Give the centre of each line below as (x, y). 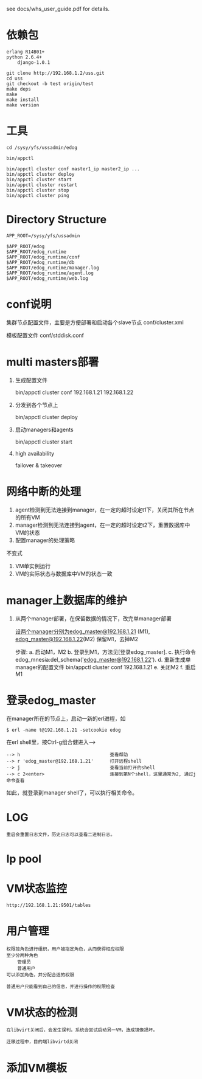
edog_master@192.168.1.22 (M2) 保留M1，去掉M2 (77, 639)
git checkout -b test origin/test (50, 84)
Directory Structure (57, 220)
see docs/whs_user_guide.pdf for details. (58, 9)
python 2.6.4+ (24, 57)
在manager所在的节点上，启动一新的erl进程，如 (66, 718)
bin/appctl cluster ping (38, 195)
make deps (19, 89)
